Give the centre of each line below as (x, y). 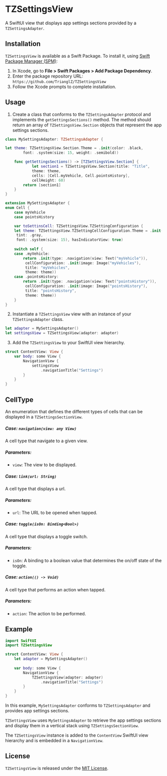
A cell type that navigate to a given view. (46, 441)
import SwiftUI (21, 641)
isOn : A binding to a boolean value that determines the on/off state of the (87, 560)
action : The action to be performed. (49, 613)
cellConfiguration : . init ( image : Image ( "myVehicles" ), (83, 263)
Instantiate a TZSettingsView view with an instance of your (72, 314)
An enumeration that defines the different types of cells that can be (74, 412)
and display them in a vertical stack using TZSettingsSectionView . (72, 726)
